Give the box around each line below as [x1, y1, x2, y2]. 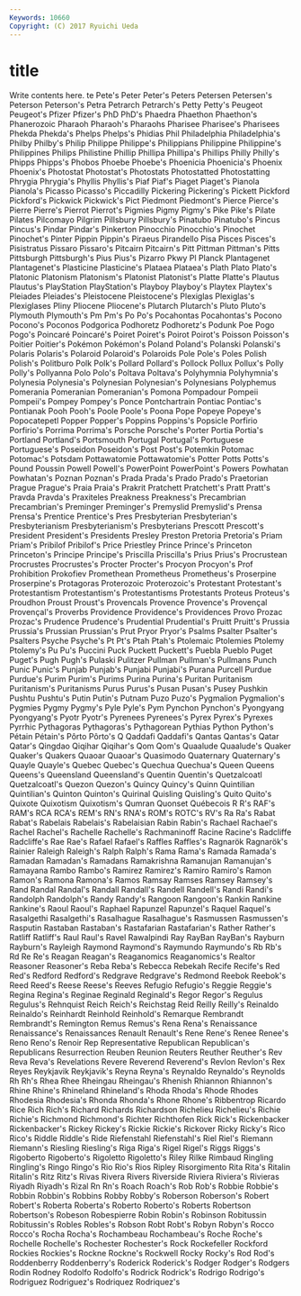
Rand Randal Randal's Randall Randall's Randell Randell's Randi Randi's [9, 884, 274, 895]
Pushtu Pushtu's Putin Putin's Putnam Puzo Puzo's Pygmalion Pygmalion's [9, 693, 285, 703]
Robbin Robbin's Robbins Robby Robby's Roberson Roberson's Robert [9, 1191, 270, 1201]
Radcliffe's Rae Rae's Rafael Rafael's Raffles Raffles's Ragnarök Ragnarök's [9, 837, 288, 847]
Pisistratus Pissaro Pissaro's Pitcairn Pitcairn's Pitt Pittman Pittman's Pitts [9, 243, 280, 254]
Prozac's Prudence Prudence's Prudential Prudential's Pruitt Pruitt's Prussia [9, 616, 290, 627]
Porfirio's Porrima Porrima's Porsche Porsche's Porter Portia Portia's [9, 425, 263, 436]
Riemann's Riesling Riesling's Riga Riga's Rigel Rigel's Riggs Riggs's [9, 1143, 261, 1154]
